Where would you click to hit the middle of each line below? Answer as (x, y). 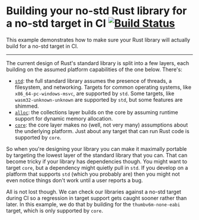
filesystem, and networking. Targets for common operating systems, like (103, 87)
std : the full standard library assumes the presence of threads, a (93, 80)
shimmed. (27, 106)
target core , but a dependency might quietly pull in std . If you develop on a (97, 167)
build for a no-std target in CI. (42, 46)
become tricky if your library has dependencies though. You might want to (97, 161)
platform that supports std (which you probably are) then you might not (93, 174)
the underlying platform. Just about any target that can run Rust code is (102, 131)
